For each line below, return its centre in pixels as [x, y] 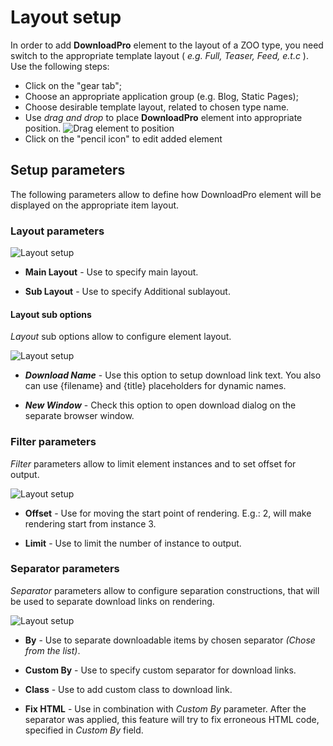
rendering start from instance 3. [90, 523]
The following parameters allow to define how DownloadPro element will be [166, 194]
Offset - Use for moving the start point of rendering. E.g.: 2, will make [168, 513]
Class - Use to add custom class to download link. [128, 689]
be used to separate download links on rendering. [112, 601]
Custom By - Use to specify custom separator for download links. [160, 670]
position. [43, 128]
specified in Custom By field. [84, 730]
